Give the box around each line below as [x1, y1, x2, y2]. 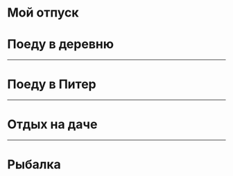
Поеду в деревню [7, 37, 114, 52]
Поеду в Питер [7, 77, 96, 92]
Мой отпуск [7, 5, 79, 21]
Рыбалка [7, 157, 61, 173]
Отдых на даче [7, 117, 98, 133]
